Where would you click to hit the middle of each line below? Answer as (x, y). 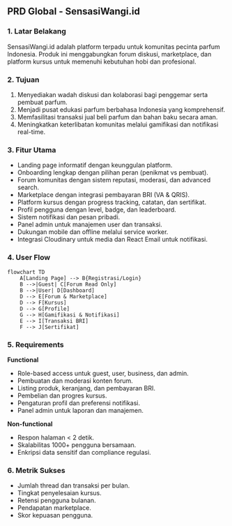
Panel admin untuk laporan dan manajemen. (80, 410)
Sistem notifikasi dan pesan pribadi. (69, 217)
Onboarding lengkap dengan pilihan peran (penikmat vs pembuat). (113, 173)
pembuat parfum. (42, 102)
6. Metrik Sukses (36, 470)
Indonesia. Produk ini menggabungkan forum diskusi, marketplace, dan (109, 54)
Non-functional (30, 424)
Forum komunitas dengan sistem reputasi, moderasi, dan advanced (114, 180)
